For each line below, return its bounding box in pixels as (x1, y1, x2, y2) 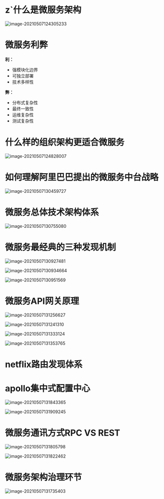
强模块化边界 (12, 67, 38, 73)
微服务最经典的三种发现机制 (5, 241, 116, 253)
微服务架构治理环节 (5, 472, 82, 482)
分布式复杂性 (12, 99, 38, 105)
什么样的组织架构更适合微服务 (5, 137, 125, 148)
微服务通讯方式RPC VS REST (5, 427, 120, 438)
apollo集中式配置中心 (5, 383, 91, 394)
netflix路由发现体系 (5, 359, 83, 370)
